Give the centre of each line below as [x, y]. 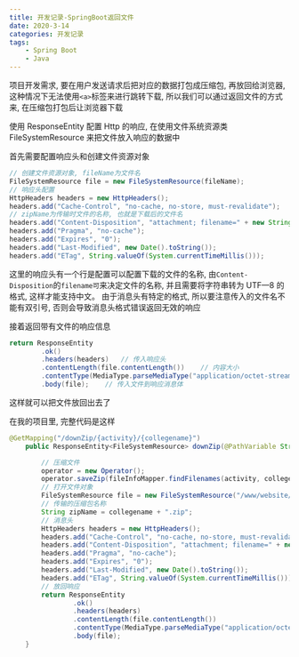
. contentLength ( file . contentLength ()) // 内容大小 [140, 368]
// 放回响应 [61, 586]
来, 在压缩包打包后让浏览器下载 [66, 107]
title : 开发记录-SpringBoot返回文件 [72, 17]
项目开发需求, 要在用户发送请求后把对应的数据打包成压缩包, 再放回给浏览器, [147, 85]
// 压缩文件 [61, 462]
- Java [37, 59]
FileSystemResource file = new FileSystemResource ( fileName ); [127, 181]
